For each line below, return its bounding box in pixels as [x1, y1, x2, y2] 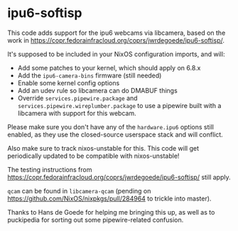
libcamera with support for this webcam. [17, 109, 136, 117]
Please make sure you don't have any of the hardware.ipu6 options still [7, 122, 215, 131]
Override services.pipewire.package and [17, 94, 138, 102]
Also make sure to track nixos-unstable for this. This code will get [7, 144, 199, 152]
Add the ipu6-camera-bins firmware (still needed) [17, 71, 162, 80]
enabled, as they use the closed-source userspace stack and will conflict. [7, 130, 224, 139]
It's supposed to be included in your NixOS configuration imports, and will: [7, 50, 225, 58]
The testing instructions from [7, 165, 92, 173]
